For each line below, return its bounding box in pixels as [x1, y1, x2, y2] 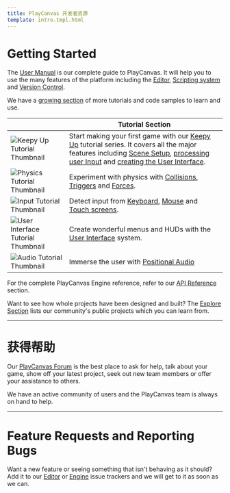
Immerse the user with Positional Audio [68, 257, 195, 267]
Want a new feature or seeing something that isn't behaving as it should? [7, 465, 213, 473]
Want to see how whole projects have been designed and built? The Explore [7, 299, 221, 308]
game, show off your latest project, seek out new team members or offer [7, 370, 212, 378]
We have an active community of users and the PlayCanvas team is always [7, 390, 218, 399]
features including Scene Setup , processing [68, 149, 210, 158]
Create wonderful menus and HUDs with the [68, 225, 211, 234]
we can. [7, 480, 29, 488]
